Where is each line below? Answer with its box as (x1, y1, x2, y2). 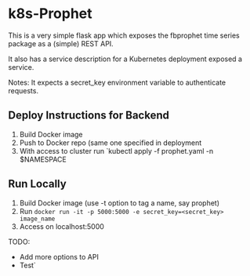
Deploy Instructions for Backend (8, 109, 170, 122)
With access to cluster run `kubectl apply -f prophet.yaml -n (19, 146, 214, 155)
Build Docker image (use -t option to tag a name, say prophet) (19, 198, 220, 208)
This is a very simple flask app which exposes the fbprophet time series (8, 31, 241, 40)
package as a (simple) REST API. (8, 38, 114, 48)
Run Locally (8, 177, 67, 191)
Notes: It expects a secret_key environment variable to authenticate (8, 78, 226, 87)
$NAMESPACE (19, 154, 67, 164)
